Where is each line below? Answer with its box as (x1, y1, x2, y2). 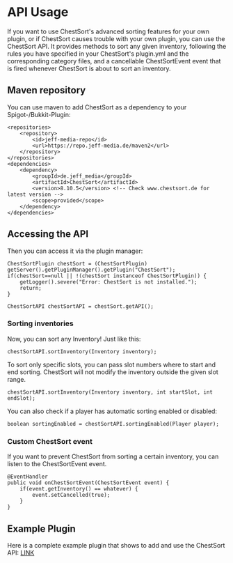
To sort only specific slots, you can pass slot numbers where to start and (7, 360, 216, 369)
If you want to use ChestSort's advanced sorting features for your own (7, 27, 210, 36)
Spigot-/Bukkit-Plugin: (7, 110, 71, 118)
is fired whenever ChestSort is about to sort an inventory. (7, 64, 172, 72)
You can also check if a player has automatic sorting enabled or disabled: (7, 407, 218, 415)
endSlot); (7, 394, 36, 401)
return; (19, 284, 42, 291)
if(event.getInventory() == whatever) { (19, 486, 138, 493)
